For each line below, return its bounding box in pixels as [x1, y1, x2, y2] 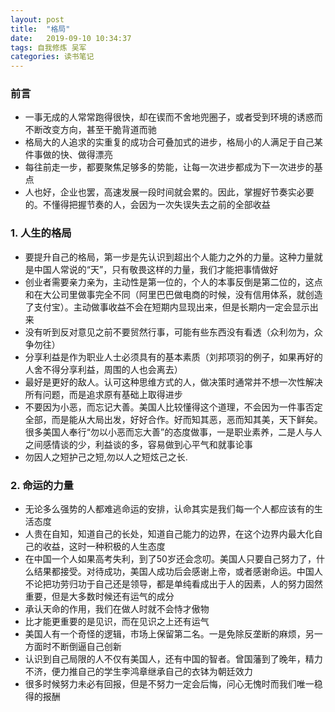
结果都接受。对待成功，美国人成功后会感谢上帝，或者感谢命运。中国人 [33, 566, 323, 578]
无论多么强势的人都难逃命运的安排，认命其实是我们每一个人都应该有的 [24, 503, 315, 515]
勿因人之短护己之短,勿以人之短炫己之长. [24, 451, 188, 463]
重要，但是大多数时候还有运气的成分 [24, 591, 175, 603]
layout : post [10, 14, 65, 25]
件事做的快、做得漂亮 [24, 149, 113, 161]
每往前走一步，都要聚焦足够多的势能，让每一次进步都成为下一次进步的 [24, 161, 315, 173]
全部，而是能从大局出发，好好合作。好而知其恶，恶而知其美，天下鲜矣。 [24, 413, 323, 425]
